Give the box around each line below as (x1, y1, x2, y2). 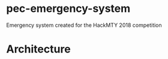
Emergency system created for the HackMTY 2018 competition (6, 21, 162, 29)
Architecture (6, 42, 71, 56)
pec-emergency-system (6, 2, 131, 15)
